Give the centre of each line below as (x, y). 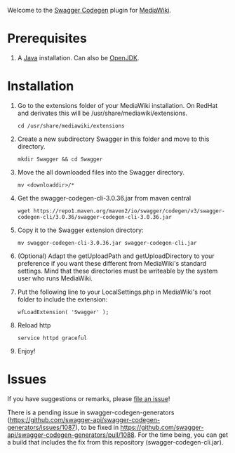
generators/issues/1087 (41, 427)
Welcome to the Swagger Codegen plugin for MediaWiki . (89, 10)
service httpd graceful (52, 338)
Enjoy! (26, 351)
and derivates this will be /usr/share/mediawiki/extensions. (102, 113)
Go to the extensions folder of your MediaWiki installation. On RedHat (117, 105)
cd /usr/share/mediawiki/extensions (71, 126)
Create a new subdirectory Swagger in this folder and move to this (113, 139)
